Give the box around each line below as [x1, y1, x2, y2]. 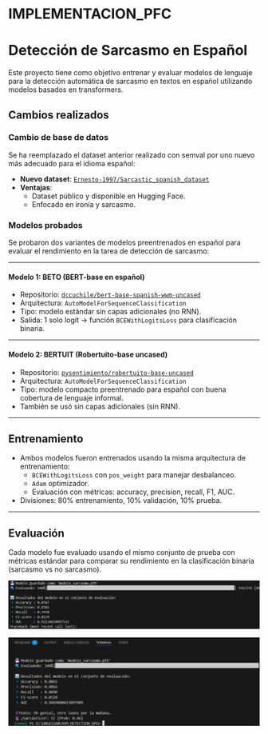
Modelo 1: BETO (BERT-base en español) [8, 272, 145, 281]
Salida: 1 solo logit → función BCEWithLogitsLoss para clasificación [19, 315, 238, 325]
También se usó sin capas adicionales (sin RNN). [19, 401, 181, 411]
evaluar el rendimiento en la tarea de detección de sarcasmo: [8, 246, 210, 256]
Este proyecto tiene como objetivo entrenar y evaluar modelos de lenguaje [8, 68, 253, 78]
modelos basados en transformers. [8, 85, 124, 94]
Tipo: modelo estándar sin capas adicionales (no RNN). [19, 307, 202, 317]
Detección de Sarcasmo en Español [8, 42, 248, 60]
